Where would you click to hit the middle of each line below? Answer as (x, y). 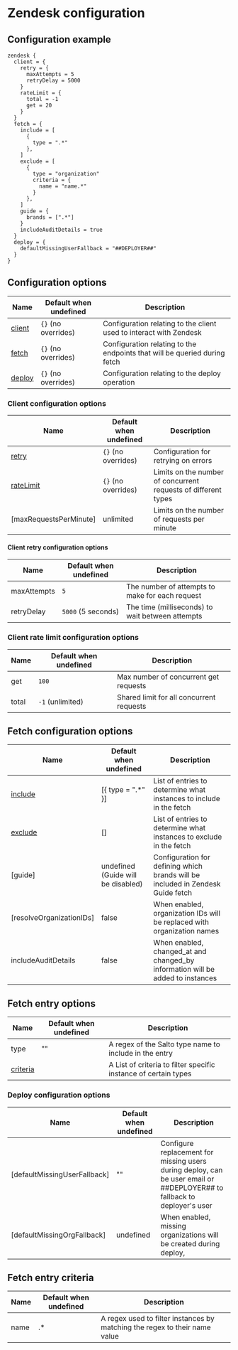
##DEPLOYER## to (192, 1187)
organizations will (189, 1235)
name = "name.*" (63, 186)
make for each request (164, 596)
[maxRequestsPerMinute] (53, 519)
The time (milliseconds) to (170, 607)
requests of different (187, 490)
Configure (177, 1143)
